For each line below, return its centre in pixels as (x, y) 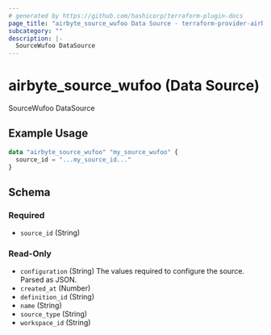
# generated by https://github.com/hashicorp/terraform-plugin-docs (126, 16)
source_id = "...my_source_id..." (73, 159)
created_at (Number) (55, 288)
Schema (29, 192)
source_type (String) (53, 314)
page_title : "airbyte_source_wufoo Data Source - (94, 23)
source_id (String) (50, 233)
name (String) (41, 306)
